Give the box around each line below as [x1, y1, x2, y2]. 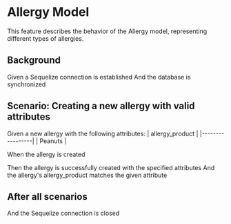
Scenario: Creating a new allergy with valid [7, 100, 195, 112]
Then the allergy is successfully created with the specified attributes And [7, 163, 215, 171]
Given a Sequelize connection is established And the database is [7, 73, 191, 81]
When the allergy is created [7, 150, 86, 158]
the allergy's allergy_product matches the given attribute [7, 171, 168, 179]
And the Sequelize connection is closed [7, 209, 120, 218]
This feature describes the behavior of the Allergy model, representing [7, 27, 208, 35]
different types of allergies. [7, 34, 84, 42]
